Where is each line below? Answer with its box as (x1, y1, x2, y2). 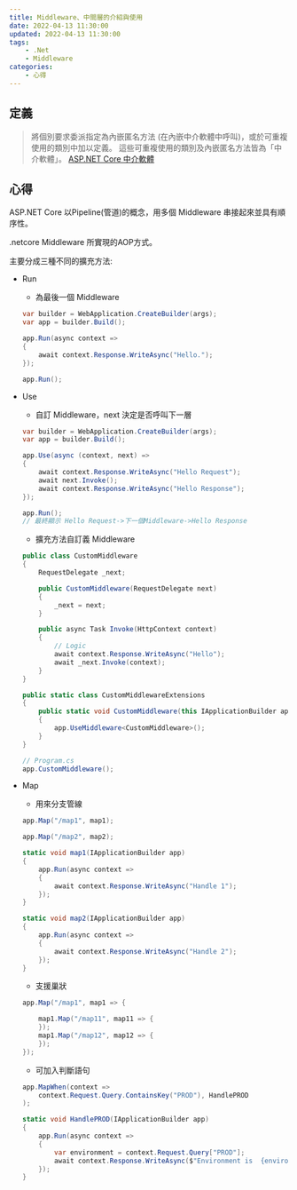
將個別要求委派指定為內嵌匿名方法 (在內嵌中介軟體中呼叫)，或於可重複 (30, 131, 288, 142)
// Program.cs (21, 756, 74, 765)
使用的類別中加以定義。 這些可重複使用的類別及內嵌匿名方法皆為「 (30, 142, 275, 153)
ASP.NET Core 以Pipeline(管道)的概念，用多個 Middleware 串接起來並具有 (9, 207, 278, 218)
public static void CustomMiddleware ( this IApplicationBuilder (38, 707, 277, 716)
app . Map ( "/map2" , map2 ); (21, 832, 114, 842)
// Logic (54, 641, 87, 651)
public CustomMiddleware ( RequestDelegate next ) (38, 583, 217, 593)
